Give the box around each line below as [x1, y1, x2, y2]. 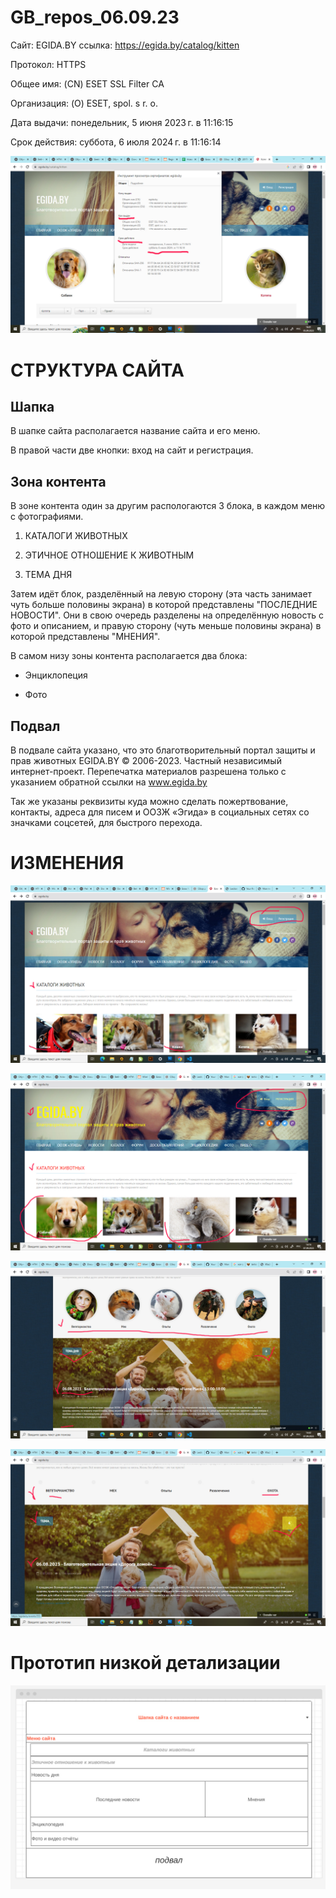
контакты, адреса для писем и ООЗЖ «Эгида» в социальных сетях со [10, 806, 310, 818]
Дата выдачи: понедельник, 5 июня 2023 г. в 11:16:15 [10, 116, 234, 128]
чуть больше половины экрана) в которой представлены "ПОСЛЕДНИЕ [10, 599, 318, 611]
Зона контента [10, 473, 107, 490]
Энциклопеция [24, 669, 88, 681]
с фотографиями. [10, 511, 84, 523]
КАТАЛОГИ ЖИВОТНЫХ [24, 530, 128, 542]
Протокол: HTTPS [10, 58, 87, 70]
